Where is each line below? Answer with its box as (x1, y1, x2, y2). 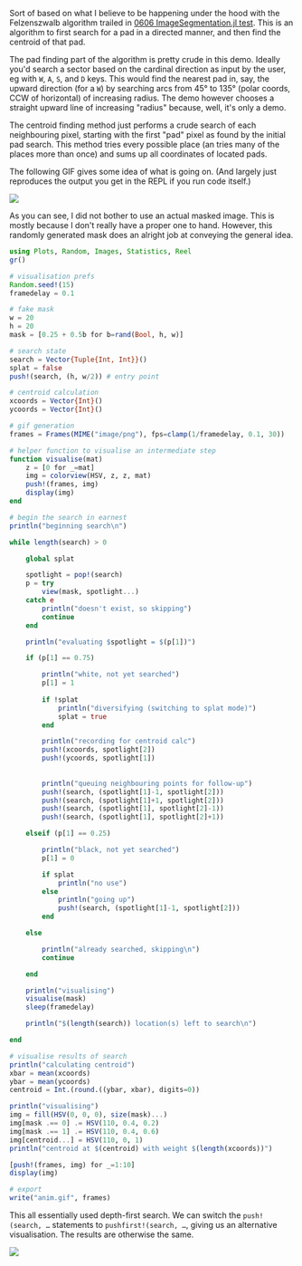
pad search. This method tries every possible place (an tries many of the (9, 139, 280, 149)
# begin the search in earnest (9, 513, 127, 522)
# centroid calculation (9, 388, 99, 398)
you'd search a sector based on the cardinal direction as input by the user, (9, 63, 287, 74)
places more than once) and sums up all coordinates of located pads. (9, 149, 268, 159)
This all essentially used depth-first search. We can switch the (9, 1210, 241, 1221)
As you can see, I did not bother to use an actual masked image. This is (9, 210, 275, 221)
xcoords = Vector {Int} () (9, 397, 103, 406)
